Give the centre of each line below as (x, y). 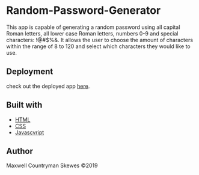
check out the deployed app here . (48, 86)
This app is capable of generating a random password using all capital (93, 27)
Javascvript (29, 132)
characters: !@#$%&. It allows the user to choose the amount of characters (100, 40)
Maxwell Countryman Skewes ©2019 (52, 165)
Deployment (30, 72)
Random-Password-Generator (84, 11)
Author (20, 151)
